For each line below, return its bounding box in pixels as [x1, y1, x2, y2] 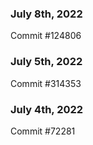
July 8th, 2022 [10, 7, 83, 21]
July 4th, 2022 [10, 102, 84, 116]
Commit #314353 [10, 77, 82, 89]
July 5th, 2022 [10, 55, 83, 69]
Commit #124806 [10, 30, 82, 42]
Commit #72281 [10, 125, 76, 137]
